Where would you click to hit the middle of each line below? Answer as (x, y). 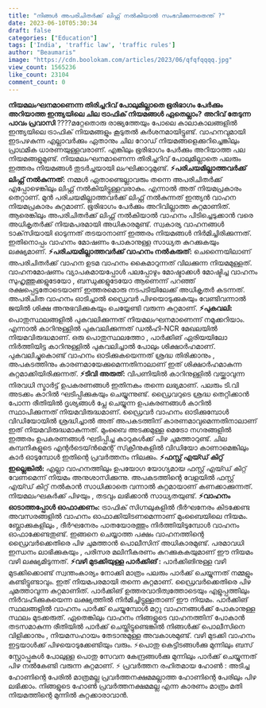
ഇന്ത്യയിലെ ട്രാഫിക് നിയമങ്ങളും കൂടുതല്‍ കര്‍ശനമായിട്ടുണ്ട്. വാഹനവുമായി (127, 131)
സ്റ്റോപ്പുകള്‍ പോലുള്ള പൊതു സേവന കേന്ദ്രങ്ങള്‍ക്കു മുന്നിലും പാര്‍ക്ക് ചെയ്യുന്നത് (133, 656)
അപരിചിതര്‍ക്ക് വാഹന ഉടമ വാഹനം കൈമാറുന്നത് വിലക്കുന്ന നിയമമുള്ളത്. (130, 262)
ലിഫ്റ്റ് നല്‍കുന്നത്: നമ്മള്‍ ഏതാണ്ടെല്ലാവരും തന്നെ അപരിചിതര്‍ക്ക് (115, 179)
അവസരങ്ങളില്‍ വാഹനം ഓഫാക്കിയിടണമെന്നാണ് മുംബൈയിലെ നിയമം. (128, 516)
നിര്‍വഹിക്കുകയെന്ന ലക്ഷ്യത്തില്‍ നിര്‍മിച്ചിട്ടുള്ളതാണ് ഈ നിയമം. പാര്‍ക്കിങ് (128, 599)
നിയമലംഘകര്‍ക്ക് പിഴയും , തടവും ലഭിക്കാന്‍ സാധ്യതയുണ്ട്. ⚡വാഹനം (120, 495)
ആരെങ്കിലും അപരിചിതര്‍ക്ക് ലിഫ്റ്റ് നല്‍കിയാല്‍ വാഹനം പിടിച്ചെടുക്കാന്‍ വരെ (131, 215)
